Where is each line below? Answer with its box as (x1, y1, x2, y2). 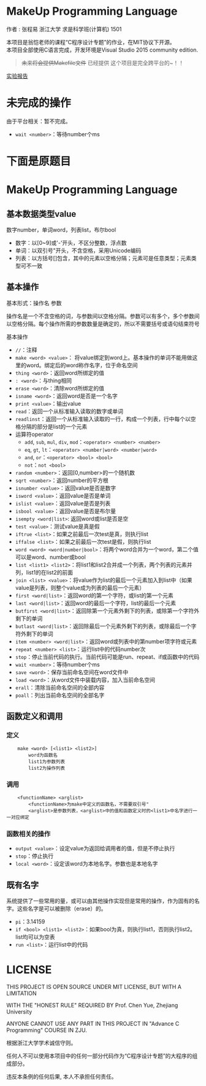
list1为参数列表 (28, 758, 66, 765)
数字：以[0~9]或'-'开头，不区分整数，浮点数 (15, 239, 127, 247)
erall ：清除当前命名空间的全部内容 (15, 683, 105, 691)
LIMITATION (6, 990, 37, 997)
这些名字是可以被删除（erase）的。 (17, 904, 107, 912)
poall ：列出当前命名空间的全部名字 (15, 691, 105, 699)
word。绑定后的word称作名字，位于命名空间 (26, 361, 138, 369)
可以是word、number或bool (15, 553, 86, 560)
